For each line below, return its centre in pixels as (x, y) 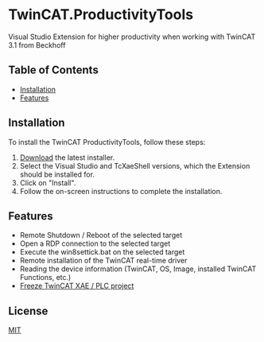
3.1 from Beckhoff (37, 45)
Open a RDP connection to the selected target (95, 243)
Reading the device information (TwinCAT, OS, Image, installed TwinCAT (138, 269)
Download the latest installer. (67, 157)
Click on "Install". (48, 183)
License (28, 311)
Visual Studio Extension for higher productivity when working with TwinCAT (132, 37)
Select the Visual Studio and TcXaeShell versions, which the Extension (135, 165)
